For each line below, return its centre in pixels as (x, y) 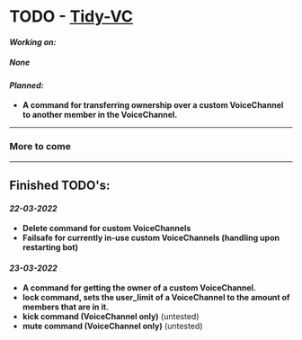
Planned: (27, 85)
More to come (40, 147)
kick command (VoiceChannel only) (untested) (111, 317)
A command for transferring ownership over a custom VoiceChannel (153, 105)
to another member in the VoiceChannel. (100, 115)
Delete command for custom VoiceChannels (107, 228)
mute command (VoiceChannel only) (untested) (113, 327)
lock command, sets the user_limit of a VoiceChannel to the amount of (156, 298)
